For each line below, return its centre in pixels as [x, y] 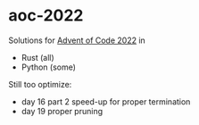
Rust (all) [37, 57]
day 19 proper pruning [62, 111]
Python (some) [49, 67]
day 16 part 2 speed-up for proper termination [106, 101]
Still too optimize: [40, 84]
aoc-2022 [46, 16]
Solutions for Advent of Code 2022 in [77, 40]
